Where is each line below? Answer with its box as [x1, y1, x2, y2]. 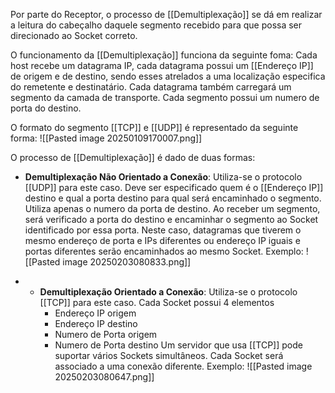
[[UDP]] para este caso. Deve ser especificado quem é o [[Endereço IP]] [24, 182, 324, 193]
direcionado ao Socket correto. [10, 30, 138, 41]
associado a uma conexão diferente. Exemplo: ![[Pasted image [54, 360, 313, 372]
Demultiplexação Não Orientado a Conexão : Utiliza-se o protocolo [24, 171, 303, 183]
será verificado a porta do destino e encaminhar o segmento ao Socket [24, 214, 319, 225]
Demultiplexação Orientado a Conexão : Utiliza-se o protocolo [39, 286, 298, 298]
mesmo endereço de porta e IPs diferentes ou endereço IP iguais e [24, 235, 301, 246]
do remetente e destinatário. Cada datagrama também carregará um [10, 81, 292, 93]
